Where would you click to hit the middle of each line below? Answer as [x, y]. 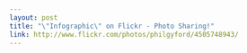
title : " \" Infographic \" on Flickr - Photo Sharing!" [112, 26]
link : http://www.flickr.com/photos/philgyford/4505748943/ [124, 34]
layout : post [34, 18]
